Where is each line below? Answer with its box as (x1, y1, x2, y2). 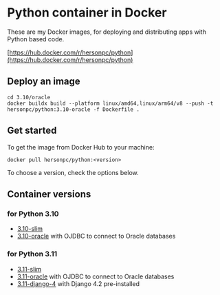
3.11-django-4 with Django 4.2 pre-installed (16, 279, 140, 287)
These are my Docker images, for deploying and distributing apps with (7, 28, 206, 36)
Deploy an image (7, 76, 80, 88)
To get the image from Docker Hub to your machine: (7, 143, 155, 151)
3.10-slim (16, 225, 43, 233)
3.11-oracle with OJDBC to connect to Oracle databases (16, 272, 175, 281)
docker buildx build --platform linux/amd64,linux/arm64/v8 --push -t (7, 100, 214, 107)
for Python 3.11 (7, 250, 58, 259)
